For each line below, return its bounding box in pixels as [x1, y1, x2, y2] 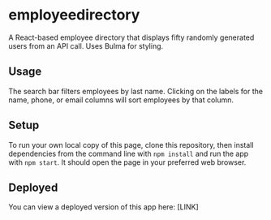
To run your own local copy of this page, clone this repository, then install [8, 140, 254, 149]
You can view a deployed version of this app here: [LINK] [8, 202, 199, 212]
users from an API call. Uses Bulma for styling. [8, 41, 164, 50]
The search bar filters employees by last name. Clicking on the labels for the [8, 86, 264, 96]
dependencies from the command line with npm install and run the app [8, 149, 249, 158]
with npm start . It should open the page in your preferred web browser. [8, 157, 247, 167]
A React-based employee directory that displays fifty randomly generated [8, 32, 255, 42]
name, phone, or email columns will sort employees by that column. [8, 95, 234, 105]
